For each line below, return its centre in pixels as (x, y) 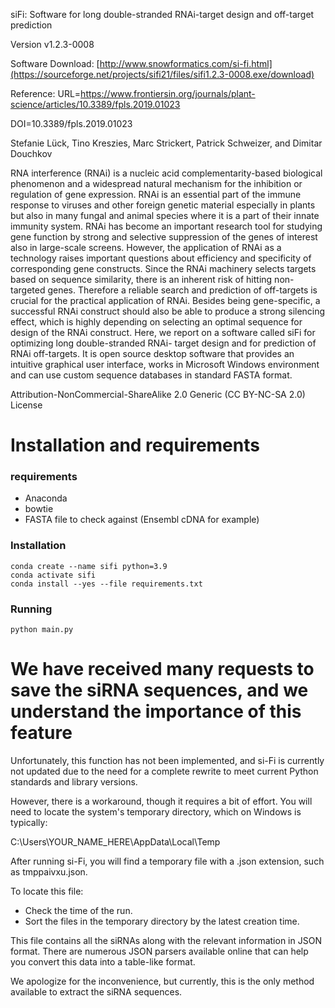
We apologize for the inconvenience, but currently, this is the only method (162, 981)
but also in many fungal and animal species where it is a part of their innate (165, 215)
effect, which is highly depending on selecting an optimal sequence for (156, 322)
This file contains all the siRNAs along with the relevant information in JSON (166, 941)
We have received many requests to (162, 669)
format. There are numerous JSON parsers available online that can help (159, 951)
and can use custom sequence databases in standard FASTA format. (151, 375)
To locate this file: (47, 891)
